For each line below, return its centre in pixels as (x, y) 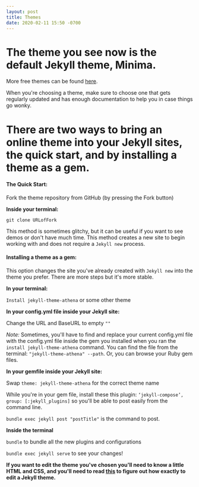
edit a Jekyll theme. (31, 477)
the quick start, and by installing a (91, 155)
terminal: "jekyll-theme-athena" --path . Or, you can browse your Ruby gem (99, 353)
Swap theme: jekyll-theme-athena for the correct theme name (83, 383)
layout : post (22, 12)
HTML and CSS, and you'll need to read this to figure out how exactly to (96, 471)
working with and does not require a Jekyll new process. (76, 244)
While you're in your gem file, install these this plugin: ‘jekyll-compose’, (95, 394)
